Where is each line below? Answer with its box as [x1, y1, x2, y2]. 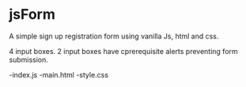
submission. [9, 55, 48, 64]
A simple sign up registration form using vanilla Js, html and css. [9, 31, 219, 41]
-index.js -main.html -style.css [9, 70, 109, 79]
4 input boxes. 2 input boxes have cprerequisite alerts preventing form [9, 46, 238, 56]
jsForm [9, 5, 56, 24]
